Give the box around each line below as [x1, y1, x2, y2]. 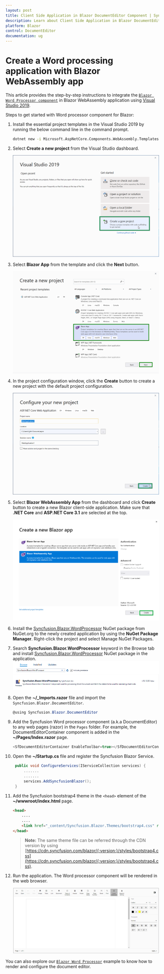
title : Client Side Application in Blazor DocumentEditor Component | [5, 13, 152, 18]
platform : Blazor [5, 23, 41, 28]
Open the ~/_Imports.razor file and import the [12, 695, 106, 701]
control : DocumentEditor [5, 28, 56, 34]
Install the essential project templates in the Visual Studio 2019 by [12, 121, 145, 127]
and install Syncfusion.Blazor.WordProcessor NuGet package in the [12, 650, 148, 656]
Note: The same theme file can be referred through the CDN [24, 837, 146, 843]
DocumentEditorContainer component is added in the [12, 729, 120, 735]
